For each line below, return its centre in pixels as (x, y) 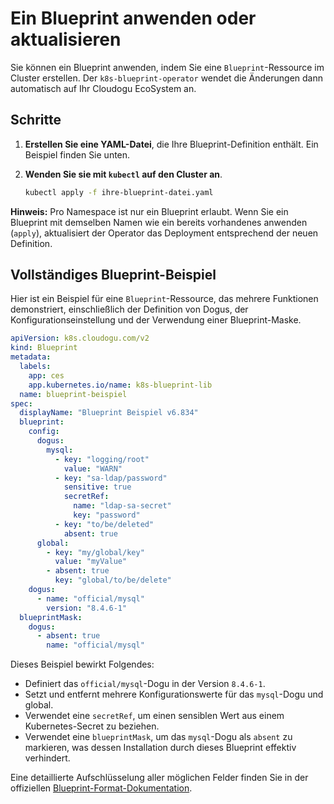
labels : (35, 367)
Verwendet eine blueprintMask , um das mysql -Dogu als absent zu (158, 737)
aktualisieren (66, 39)
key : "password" (107, 515)
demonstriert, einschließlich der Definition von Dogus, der (129, 309)
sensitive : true (97, 487)
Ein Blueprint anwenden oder (133, 18)
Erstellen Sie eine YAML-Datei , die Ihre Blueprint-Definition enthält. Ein (171, 144)
